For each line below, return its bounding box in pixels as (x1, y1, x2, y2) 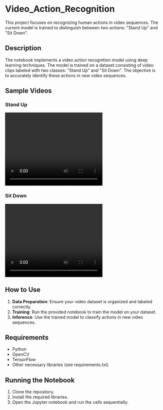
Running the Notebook (5, 376, 75, 384)
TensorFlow (12, 357, 36, 363)
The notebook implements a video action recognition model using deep (5, 57, 148, 63)
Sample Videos (5, 87, 52, 95)
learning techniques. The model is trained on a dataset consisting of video (5, 62, 154, 68)
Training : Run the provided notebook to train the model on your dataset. (12, 309, 157, 315)
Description (5, 44, 41, 52)
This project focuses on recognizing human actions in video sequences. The (5, 20, 159, 25)
